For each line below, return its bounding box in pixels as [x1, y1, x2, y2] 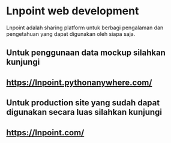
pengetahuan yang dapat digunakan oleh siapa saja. [6, 30, 136, 37]
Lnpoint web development [6, 4, 139, 18]
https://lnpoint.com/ [6, 127, 85, 138]
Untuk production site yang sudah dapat [6, 98, 160, 108]
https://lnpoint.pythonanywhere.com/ [6, 77, 152, 87]
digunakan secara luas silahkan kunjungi [6, 107, 163, 117]
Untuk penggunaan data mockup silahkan [6, 48, 166, 58]
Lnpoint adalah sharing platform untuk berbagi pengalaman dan [6, 24, 164, 31]
